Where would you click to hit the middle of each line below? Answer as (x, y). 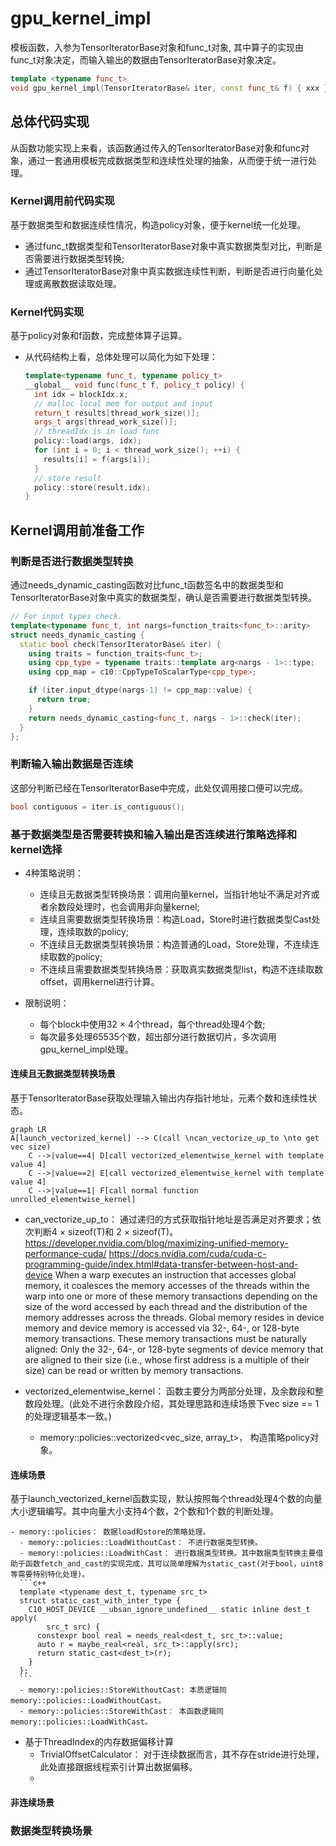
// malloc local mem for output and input (124, 403)
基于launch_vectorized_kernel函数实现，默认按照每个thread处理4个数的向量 (166, 1499)
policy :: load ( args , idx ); (88, 441)
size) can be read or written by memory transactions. (134, 1371)
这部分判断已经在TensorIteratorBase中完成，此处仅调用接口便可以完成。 (159, 788)
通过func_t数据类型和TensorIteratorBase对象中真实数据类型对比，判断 (169, 246)
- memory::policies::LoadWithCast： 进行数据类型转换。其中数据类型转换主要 (168, 1553)
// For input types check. (66, 617)
